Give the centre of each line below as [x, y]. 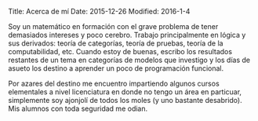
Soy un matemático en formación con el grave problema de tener [113, 26]
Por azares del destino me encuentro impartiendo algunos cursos [114, 83]
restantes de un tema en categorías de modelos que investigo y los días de [129, 60]
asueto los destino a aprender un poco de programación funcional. [116, 68]
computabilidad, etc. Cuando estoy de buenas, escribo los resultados [120, 51]
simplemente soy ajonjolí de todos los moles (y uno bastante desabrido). [125, 100]
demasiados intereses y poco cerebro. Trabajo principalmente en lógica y [127, 35]
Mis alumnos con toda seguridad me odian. [78, 108]
